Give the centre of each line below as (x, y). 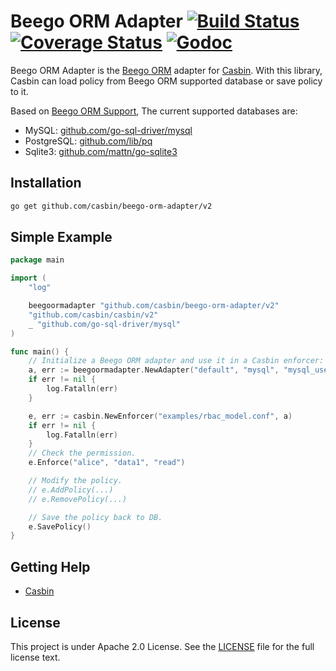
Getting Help (50, 566)
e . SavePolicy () (60, 526)
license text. (35, 657)
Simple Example (61, 237)
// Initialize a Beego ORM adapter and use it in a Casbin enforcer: (176, 361)
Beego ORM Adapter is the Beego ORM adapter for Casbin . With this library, (166, 70)
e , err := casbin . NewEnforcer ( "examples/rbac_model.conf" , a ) (160, 416)
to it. (19, 91)
